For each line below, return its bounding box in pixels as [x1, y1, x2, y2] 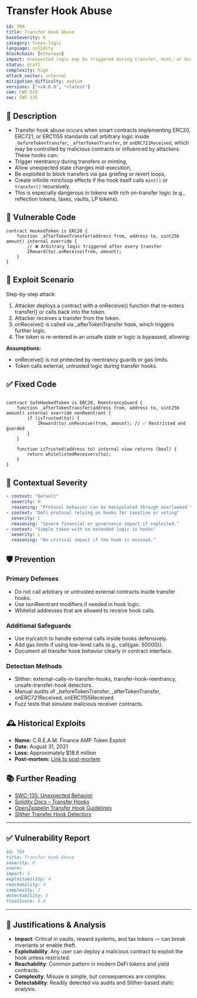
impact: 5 [6, 871, 30, 877]
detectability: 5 [6, 893, 49, 899]
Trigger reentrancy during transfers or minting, [14, 158, 128, 165]
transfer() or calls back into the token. [14, 308, 106, 315]
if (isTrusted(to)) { [27, 415, 80, 421]
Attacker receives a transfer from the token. [14, 314, 120, 321]
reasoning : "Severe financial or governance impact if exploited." [11, 521, 180, 527]
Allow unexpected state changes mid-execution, [14, 164, 132, 171]
